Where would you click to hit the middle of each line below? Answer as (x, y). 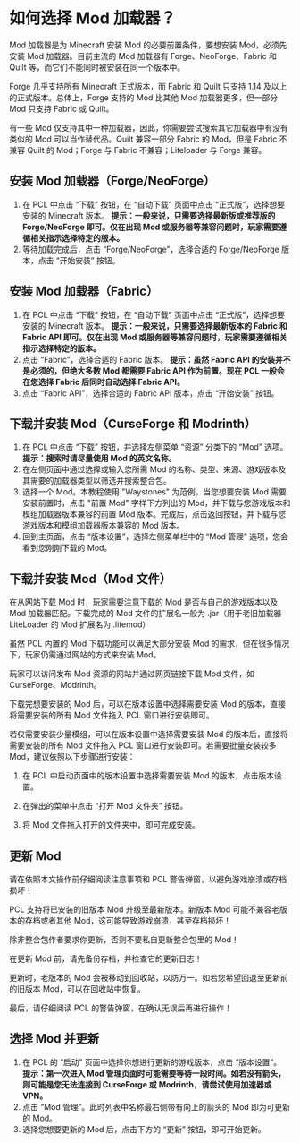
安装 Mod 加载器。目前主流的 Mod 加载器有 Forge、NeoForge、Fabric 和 (143, 56)
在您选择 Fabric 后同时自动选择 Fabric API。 (103, 382)
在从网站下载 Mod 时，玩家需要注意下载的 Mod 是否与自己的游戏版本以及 (144, 602)
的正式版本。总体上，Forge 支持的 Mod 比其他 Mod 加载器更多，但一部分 (144, 97)
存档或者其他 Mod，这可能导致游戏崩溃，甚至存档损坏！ (128, 920)
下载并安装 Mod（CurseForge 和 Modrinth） (133, 423)
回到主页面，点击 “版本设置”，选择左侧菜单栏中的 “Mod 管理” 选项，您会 (155, 537)
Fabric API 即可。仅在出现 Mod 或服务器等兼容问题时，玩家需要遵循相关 (154, 337)
